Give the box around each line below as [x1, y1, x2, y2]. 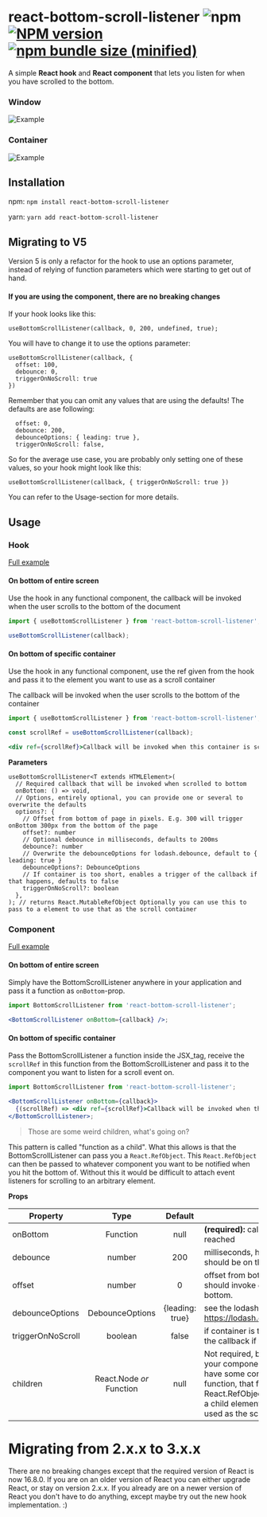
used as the [203, 1408, 248, 1419]
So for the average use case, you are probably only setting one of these [8, 455, 244, 464]
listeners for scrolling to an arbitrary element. [8, 1175, 157, 1186]
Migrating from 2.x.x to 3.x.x [8, 1440, 201, 1457]
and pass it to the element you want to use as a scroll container [8, 675, 216, 685]
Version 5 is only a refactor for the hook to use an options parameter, [8, 256, 234, 266]
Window [8, 96, 41, 108]
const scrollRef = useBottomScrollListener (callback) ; [8, 729, 194, 737]
